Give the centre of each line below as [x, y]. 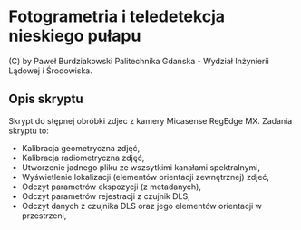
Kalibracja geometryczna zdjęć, [81, 148]
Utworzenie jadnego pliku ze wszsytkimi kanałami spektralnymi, [141, 167]
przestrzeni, [44, 216]
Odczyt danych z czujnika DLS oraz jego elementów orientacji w [141, 206]
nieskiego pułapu [75, 36]
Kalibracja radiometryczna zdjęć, [83, 158]
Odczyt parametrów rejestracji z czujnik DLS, [106, 196]
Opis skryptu [46, 99]
